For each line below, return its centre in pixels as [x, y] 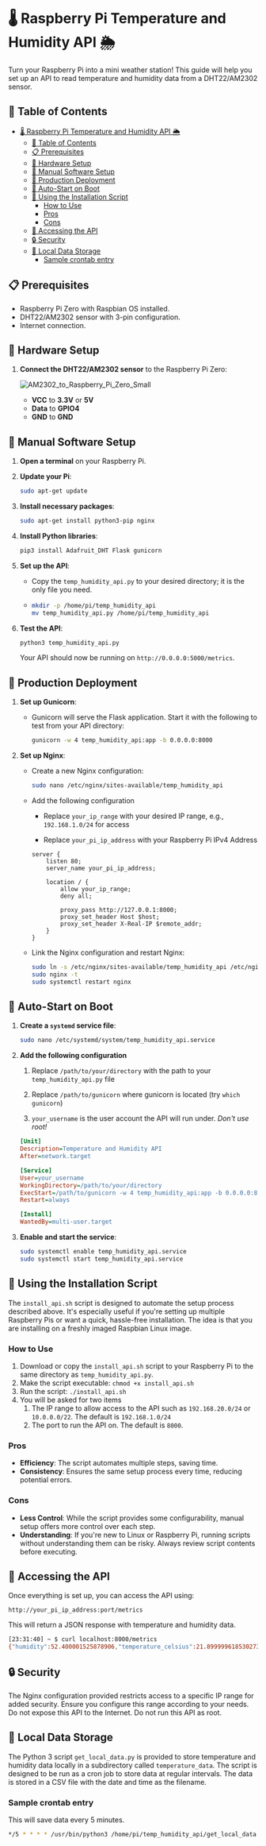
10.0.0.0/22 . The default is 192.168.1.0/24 [101, 1416]
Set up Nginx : [42, 755]
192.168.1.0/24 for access [86, 825]
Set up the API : [44, 566]
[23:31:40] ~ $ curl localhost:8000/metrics [83, 1639]
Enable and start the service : [68, 1237]
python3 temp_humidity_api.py [70, 643]
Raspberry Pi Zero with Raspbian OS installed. [95, 308]
